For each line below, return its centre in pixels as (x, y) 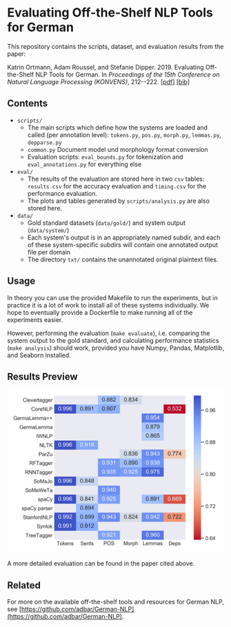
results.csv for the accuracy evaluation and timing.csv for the (117, 186)
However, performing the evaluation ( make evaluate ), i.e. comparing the (109, 333)
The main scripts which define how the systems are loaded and (118, 127)
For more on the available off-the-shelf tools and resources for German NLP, (115, 602)
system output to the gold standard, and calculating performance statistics (113, 340)
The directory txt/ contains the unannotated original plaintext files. (123, 259)
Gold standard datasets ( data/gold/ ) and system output (107, 223)
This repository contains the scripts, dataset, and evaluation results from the (115, 46)
